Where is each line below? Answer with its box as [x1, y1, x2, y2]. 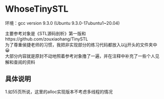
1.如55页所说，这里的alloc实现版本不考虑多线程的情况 [5, 89, 113, 95]
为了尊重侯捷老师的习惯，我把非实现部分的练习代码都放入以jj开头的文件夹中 [5, 41, 158, 47]
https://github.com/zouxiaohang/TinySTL [5, 36, 88, 42]
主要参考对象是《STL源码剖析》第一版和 [5, 30, 86, 36]
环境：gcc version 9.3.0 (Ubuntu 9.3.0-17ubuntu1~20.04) [5, 20, 120, 26]
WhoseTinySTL [5, 3, 69, 15]
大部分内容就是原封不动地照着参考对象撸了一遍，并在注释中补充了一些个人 [5, 53, 155, 59]
